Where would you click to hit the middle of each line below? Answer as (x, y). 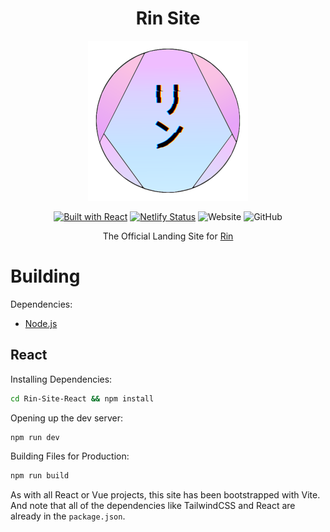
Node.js (41, 323)
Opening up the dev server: (67, 418)
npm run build (40, 476)
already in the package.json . (68, 516)
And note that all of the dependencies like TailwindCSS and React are (153, 506)
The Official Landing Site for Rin (168, 236)
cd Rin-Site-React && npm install (82, 398)
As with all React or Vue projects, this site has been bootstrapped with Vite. (165, 495)
